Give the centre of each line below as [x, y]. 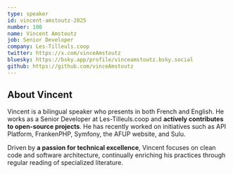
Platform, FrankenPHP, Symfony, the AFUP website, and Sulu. [96, 134]
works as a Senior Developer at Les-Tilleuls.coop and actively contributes [115, 119]
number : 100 [25, 27]
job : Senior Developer [40, 40]
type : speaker [28, 14]
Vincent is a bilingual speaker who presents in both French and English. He [115, 112]
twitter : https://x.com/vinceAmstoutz [64, 54]
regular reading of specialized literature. [65, 163]
